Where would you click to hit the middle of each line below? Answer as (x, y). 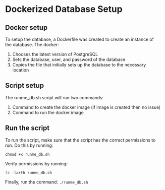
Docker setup (27, 28)
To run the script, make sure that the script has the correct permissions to (81, 140)
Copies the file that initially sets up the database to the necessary (79, 65)
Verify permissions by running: (36, 163)
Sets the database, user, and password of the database (69, 60)
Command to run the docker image (48, 112)
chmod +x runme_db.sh (27, 154)
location (21, 70)
